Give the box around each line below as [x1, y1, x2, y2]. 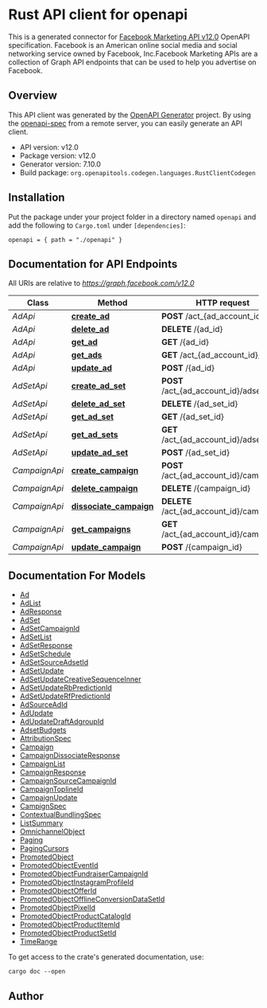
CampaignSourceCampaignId [19, 776, 117, 786]
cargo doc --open [8, 967, 66, 976]
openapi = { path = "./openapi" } [8, 236, 123, 244]
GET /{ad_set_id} [161, 412, 225, 423]
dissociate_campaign [71, 501, 154, 512]
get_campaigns [71, 524, 131, 535]
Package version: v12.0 [19, 150, 96, 160]
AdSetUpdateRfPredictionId [19, 691, 111, 701]
